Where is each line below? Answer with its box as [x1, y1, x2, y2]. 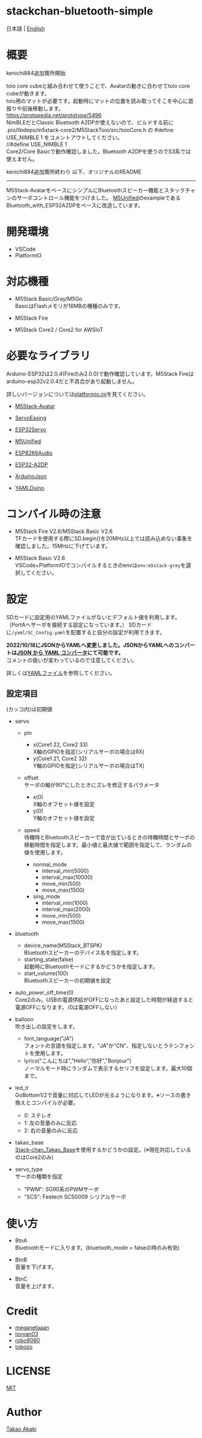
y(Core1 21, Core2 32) [32, 755, 87, 762]
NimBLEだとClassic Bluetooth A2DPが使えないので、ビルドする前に [6, 119, 174, 126]
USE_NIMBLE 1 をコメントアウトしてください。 [6, 134, 123, 141]
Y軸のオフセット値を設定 [32, 815, 95, 822]
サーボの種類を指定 [14, 1173, 63, 1180]
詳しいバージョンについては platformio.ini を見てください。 [6, 390, 149, 397]
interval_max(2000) [41, 906, 91, 913]
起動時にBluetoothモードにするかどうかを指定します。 [23, 963, 158, 970]
